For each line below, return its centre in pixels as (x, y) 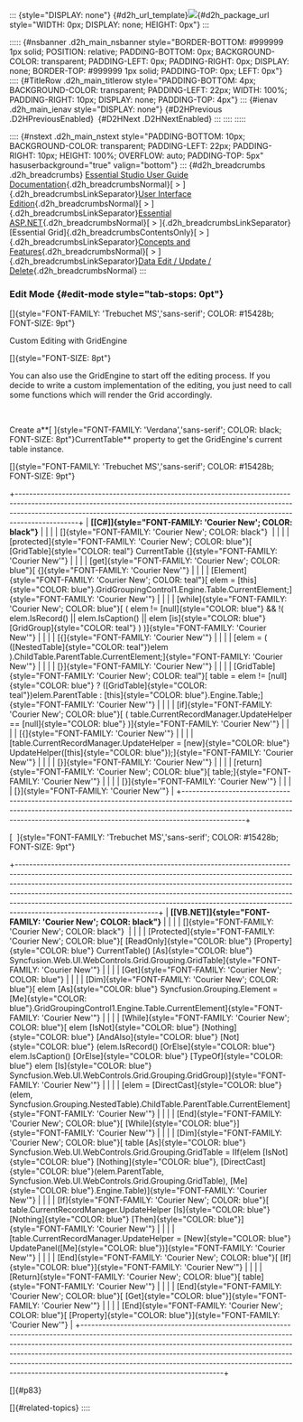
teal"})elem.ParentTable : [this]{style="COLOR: (96, 695)
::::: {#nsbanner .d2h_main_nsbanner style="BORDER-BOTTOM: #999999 (147, 42)
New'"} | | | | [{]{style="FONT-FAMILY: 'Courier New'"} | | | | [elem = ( (138, 637)
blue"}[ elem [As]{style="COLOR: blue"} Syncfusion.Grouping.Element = (144, 990)
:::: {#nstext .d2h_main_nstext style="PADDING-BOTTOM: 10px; (128, 136)
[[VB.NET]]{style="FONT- (220, 913)
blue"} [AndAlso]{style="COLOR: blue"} (144, 1037)
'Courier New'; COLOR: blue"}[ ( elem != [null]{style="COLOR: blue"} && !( (147, 609)
